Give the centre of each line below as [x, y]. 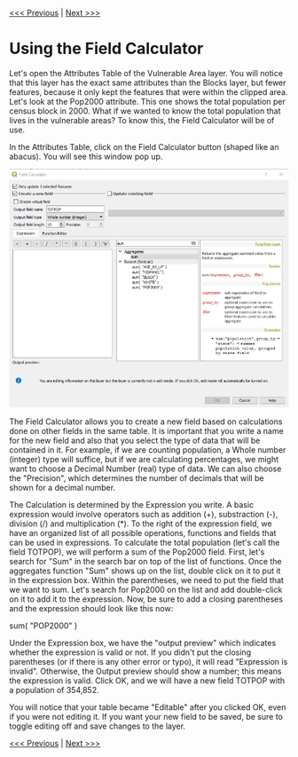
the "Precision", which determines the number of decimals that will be [137, 477]
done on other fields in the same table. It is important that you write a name [146, 430]
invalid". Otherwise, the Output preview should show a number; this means [145, 671]
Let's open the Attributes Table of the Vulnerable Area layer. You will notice [146, 73]
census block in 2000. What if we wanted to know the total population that [145, 111]
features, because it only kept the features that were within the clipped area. [149, 91]
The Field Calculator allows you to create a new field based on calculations [146, 422]
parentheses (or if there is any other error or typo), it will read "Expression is [149, 661]
